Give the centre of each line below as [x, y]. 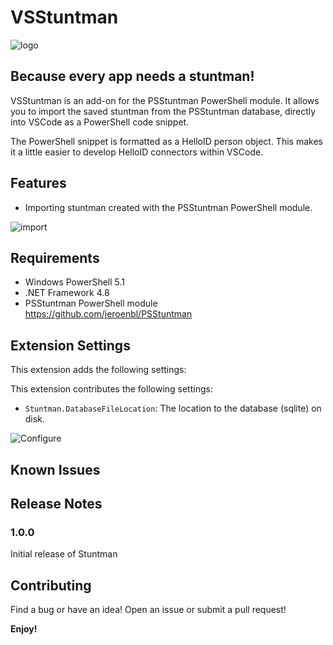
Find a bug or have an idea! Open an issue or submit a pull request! [148, 610]
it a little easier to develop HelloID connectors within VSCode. [137, 152]
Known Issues [55, 469]
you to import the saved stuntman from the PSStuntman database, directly [163, 111]
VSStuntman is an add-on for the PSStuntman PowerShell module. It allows [165, 100]
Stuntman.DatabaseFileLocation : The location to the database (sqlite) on [173, 408]
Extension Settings [70, 345]
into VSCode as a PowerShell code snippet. [100, 122]
